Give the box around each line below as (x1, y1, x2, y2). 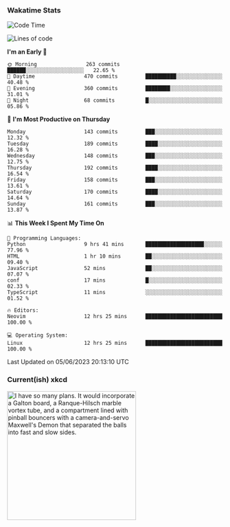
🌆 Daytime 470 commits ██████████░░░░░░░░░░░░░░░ (7, 73, 223, 80)
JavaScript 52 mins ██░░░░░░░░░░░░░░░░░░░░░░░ (7, 265, 223, 272)
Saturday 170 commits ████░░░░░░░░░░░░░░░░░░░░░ (7, 188, 223, 196)
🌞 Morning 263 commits (7, 61, 120, 68)
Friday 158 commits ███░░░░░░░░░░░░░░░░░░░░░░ (7, 177, 223, 183)
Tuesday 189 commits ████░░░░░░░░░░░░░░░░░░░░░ (7, 140, 223, 148)
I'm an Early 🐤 (7, 47, 47, 56)
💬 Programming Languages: (7, 235, 81, 242)
